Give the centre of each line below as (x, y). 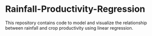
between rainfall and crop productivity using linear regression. (69, 28)
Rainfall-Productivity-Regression (75, 9)
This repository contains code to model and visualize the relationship (76, 23)
